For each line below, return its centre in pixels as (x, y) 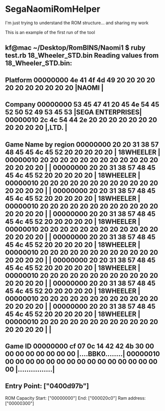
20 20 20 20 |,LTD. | (36, 128)
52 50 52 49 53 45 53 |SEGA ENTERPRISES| (73, 112)
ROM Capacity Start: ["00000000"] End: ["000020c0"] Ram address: (76, 398)
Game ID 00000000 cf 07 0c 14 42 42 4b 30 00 (80, 346)
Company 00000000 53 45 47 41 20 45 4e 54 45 (82, 105)
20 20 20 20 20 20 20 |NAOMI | (54, 88)
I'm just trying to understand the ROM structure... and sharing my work (77, 23)
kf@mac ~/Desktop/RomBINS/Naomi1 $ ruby (75, 48)
